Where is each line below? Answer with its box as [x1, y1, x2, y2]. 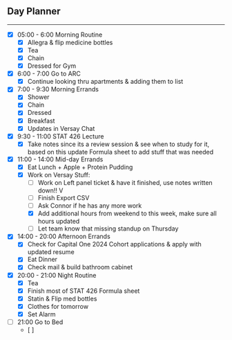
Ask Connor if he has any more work [37, 202, 142, 210]
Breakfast [27, 116, 55, 125]
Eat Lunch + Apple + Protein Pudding [27, 163, 133, 171]
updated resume [27, 248, 75, 256]
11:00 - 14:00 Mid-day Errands [17, 155, 104, 163]
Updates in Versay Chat [27, 124, 95, 132]
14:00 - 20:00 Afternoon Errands [17, 232, 110, 241]
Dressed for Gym [27, 62, 77, 70]
